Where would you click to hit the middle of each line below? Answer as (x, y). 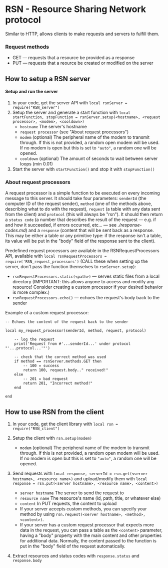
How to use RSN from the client (55, 412)
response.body (27, 560)
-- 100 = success (41, 366)
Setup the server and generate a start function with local (71, 112)
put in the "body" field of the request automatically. (73, 546)
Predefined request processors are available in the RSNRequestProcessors (82, 251)
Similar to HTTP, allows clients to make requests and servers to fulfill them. (82, 34)
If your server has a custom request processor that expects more (87, 524)
